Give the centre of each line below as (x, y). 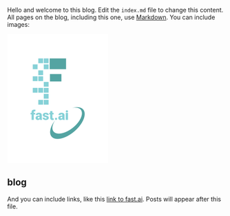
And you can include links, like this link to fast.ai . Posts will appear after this (114, 199)
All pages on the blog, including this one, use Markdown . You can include (111, 17)
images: (18, 24)
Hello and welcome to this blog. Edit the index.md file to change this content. (115, 10)
